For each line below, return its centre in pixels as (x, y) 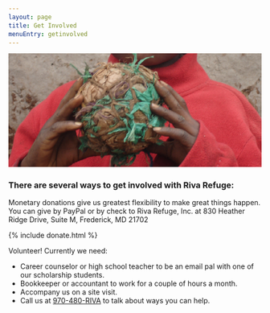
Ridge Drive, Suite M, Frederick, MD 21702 (78, 220)
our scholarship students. (62, 275)
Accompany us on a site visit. (69, 292)
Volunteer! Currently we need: (58, 251)
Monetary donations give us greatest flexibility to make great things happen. (135, 203)
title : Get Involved (43, 25)
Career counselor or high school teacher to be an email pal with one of (137, 266)
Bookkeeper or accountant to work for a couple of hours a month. (129, 284)
